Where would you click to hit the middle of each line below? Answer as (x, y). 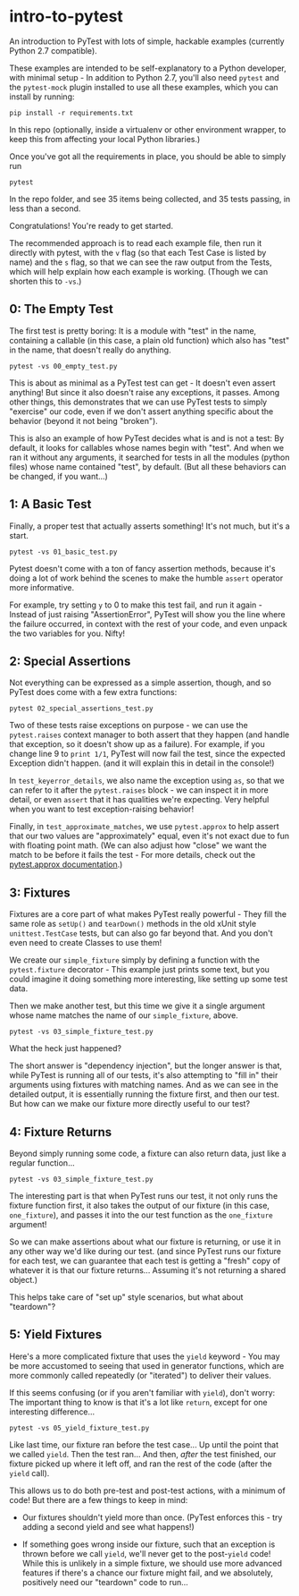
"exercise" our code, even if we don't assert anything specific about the (141, 411)
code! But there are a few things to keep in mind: (99, 1499)
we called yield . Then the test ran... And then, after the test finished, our (143, 1454)
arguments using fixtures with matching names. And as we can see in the (144, 1085)
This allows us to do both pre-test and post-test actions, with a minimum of (147, 1490)
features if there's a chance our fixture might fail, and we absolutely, (148, 1573)
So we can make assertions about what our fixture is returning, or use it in (145, 1242)
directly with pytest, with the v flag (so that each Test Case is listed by (138, 252)
